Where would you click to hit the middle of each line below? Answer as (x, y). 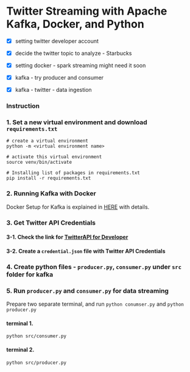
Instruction (23, 106)
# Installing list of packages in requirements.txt (73, 173)
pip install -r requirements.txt (49, 178)
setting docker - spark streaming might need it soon (80, 66)
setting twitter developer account (57, 41)
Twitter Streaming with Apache (87, 11)
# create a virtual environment (47, 141)
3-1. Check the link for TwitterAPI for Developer (67, 237)
